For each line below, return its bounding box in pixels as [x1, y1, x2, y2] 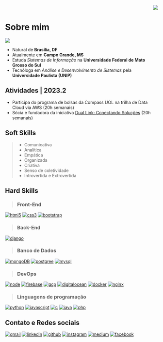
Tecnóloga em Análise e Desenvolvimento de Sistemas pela [12, 67, 132, 73]
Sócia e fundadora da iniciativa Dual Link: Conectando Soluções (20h [12, 109, 151, 115]
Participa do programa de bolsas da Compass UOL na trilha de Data [12, 99, 148, 105]
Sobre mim [5, 22, 49, 33]
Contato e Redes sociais [5, 318, 80, 326]
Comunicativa [24, 141, 52, 147]
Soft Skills [5, 129, 36, 137]
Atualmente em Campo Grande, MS [12, 52, 84, 58]
